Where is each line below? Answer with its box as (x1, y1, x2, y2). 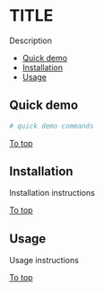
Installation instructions (9, 188, 96, 199)
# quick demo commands (9, 121, 94, 130)
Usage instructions (9, 255, 79, 266)
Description (9, 35, 52, 46)
